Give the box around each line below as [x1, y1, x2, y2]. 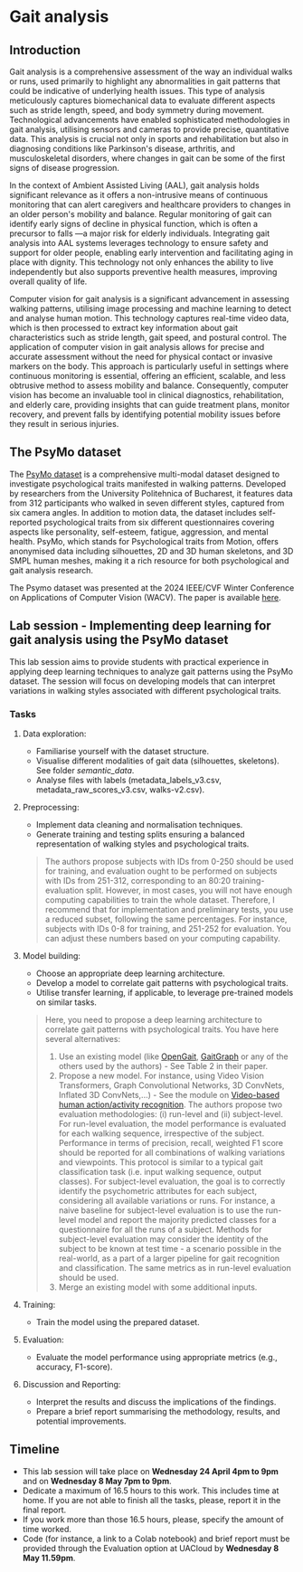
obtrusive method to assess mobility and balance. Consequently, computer [9, 380, 289, 391]
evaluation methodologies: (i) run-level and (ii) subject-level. [58, 1108, 283, 1119]
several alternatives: [44, 1033, 120, 1044]
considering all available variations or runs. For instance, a [58, 1195, 276, 1206]
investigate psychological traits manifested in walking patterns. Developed [9, 478, 287, 489]
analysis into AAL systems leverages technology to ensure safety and [9, 238, 269, 248]
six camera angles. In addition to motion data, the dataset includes [9, 507, 257, 517]
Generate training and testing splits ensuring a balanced [35, 829, 246, 839]
